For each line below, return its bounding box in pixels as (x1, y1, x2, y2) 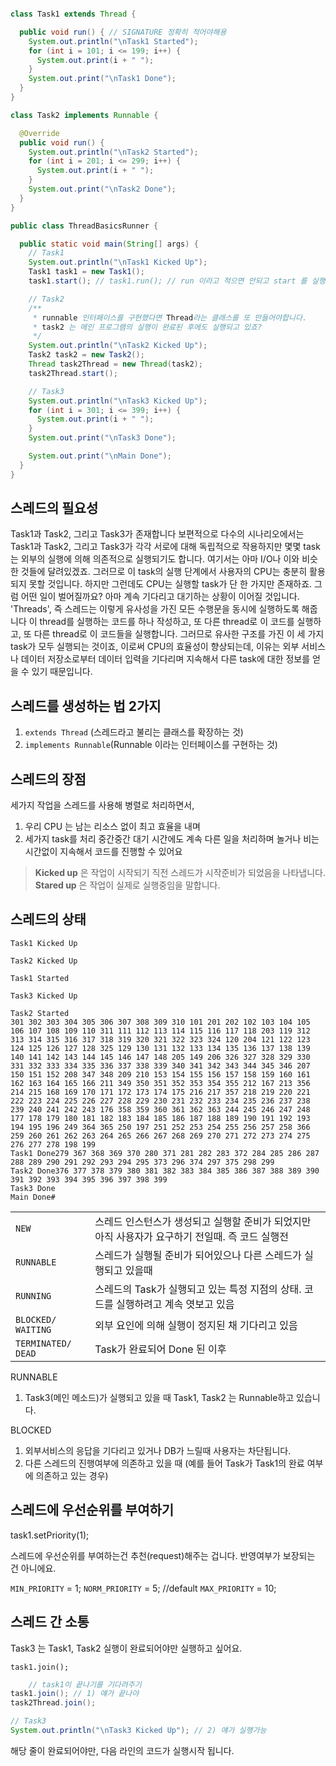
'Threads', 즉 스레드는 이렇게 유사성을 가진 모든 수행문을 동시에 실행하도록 (10, 603, 300, 615)
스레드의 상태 (10, 911, 87, 928)
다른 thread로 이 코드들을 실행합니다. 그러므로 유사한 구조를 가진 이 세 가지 (33, 628, 325, 640)
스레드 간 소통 (10, 1614, 90, 1631)
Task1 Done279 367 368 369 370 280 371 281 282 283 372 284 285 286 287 (10, 1148, 320, 1158)
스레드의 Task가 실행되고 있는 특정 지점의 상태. (94, 1282, 302, 1296)
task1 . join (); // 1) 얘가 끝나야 (10, 1689, 140, 1699)
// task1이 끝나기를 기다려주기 (28, 1679, 142, 1690)
